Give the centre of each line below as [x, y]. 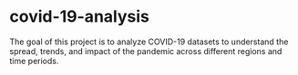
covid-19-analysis [80, 17]
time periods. [34, 61]
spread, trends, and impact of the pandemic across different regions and [146, 51]
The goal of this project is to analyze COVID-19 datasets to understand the [149, 42]
